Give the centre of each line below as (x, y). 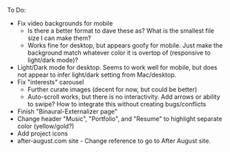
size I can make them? (59, 38)
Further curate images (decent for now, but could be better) (112, 89)
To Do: (17, 10)
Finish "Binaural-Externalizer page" (67, 111)
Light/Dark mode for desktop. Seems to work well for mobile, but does (117, 67)
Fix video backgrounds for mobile (65, 23)
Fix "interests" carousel (50, 82)
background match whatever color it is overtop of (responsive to (119, 53)
